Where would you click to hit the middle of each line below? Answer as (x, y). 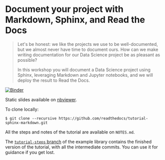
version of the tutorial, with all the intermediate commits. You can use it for (82, 147)
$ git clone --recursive (31, 118)
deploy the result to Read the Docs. (54, 80)
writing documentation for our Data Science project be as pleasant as (89, 55)
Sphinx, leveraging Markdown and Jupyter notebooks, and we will (85, 75)
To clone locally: (22, 109)
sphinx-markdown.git (27, 123)
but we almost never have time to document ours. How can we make (88, 49)
